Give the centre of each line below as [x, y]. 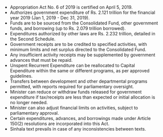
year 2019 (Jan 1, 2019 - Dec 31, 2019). [50, 18]
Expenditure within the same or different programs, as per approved [80, 71]
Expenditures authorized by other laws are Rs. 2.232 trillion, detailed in [82, 34]
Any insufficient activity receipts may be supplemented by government [82, 55]
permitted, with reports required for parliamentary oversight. [72, 86]
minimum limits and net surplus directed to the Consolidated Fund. [78, 50]
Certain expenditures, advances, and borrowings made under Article [80, 118]
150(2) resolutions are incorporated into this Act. [60, 124]
